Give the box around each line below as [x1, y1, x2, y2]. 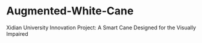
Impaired [6, 30, 28, 37]
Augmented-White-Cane [6, 4, 134, 18]
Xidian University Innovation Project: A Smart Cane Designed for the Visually [6, 24, 197, 31]
